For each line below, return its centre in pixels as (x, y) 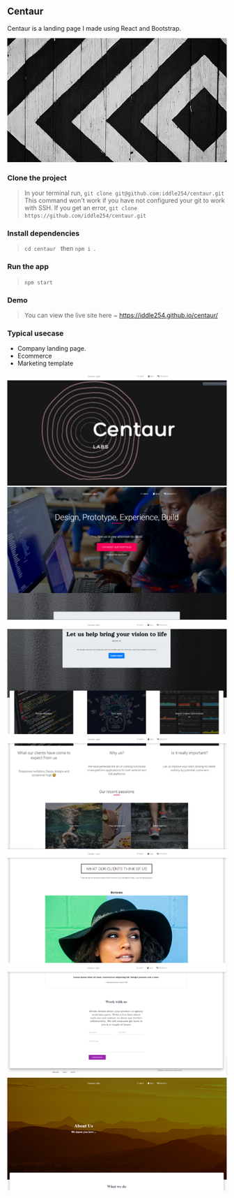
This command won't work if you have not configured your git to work (124, 200)
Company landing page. (52, 349)
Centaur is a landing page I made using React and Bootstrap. (94, 28)
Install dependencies (44, 233)
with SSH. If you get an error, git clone (81, 208)
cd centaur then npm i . (60, 249)
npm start (39, 282)
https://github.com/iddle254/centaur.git (85, 216)
